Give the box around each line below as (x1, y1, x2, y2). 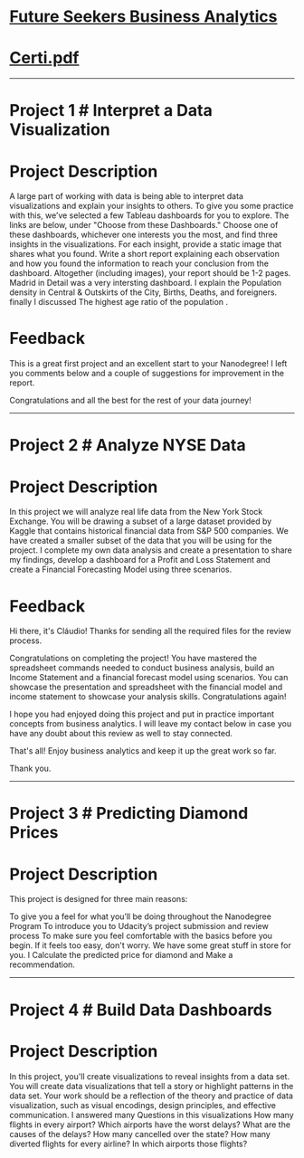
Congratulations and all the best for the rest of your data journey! (9, 395, 252, 406)
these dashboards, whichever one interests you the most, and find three (9, 229, 279, 241)
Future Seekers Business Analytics (9, 6, 278, 27)
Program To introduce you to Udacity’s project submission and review (9, 921, 269, 932)
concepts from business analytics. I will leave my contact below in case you (9, 718, 292, 729)
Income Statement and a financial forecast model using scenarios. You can (9, 672, 289, 683)
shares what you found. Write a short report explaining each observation (9, 249, 280, 260)
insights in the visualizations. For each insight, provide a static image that (9, 239, 282, 250)
